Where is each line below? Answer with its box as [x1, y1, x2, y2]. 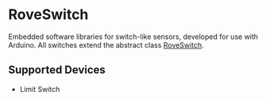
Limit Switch [19, 84, 60, 94]
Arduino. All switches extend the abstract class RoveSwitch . [8, 40, 204, 49]
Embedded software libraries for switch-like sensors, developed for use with [8, 32, 259, 41]
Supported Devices [8, 63, 106, 77]
